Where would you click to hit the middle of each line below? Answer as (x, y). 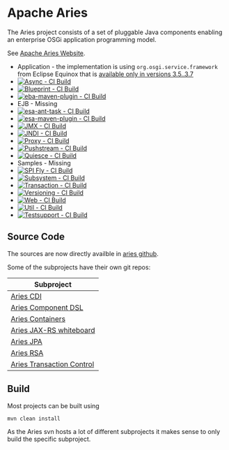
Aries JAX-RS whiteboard (53, 330)
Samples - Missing (44, 163)
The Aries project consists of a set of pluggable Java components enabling (115, 32)
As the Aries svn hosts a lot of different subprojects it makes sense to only (114, 431)
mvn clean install (34, 419)
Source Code (36, 237)
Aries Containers (38, 319)
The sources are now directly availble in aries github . (83, 253)
